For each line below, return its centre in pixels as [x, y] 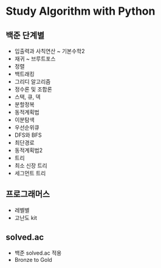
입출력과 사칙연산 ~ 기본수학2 [50, 51]
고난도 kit [26, 217]
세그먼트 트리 [30, 173]
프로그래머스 [28, 194]
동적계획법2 [29, 150]
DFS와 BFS [28, 135]
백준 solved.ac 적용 [38, 253]
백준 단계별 [25, 35]
